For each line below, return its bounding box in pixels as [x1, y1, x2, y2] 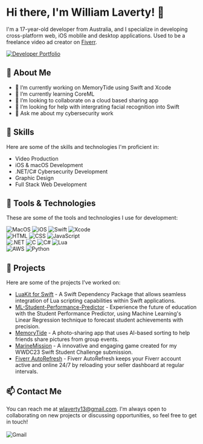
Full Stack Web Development [14, 181, 87, 188]
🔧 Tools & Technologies [6, 198, 96, 208]
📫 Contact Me [6, 386, 62, 396]
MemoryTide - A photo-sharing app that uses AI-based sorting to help [14, 330, 190, 337]
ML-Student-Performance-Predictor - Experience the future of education [14, 303, 197, 311]
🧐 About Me [6, 68, 51, 78]
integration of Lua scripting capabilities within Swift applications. [14, 297, 176, 305]
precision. [14, 323, 40, 330]
